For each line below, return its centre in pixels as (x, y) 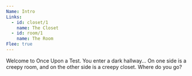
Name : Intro (20, 11)
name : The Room (35, 39)
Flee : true (19, 44)
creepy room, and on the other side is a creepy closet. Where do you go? (94, 67)
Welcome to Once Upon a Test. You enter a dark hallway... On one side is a (96, 61)
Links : (14, 17)
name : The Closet (38, 28)
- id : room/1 (27, 33)
